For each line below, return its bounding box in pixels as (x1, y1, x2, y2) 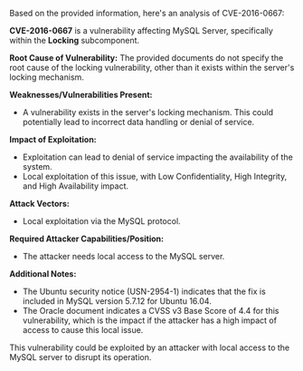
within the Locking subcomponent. (9, 35, 140, 45)
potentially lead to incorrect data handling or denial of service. (22, 117, 255, 127)
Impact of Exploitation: (9, 134, 97, 144)
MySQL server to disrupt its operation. (9, 352, 152, 362)
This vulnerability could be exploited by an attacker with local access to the (9, 342, 290, 353)
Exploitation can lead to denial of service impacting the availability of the (22, 151, 294, 162)
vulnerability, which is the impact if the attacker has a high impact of (22, 315, 278, 326)
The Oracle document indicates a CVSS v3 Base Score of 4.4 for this (22, 306, 279, 316)
